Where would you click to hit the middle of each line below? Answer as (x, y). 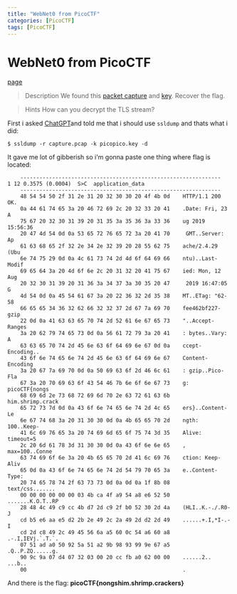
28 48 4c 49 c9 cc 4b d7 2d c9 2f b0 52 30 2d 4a (95, 508)
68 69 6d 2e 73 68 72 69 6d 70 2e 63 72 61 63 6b (95, 396)
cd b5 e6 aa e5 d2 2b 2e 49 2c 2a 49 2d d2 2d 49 (95, 520)
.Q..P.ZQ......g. (33, 551)
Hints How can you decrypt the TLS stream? (90, 110)
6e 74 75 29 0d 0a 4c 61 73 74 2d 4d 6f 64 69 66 (95, 259)
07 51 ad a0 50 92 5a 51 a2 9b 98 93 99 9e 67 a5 (95, 545)
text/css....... (31, 489)
